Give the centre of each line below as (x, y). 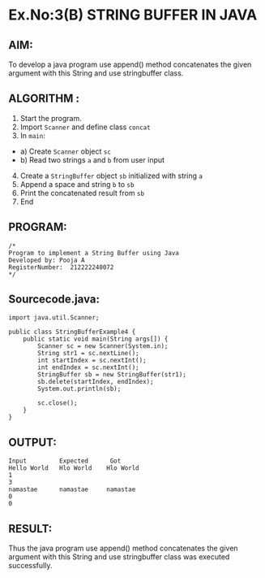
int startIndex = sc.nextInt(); (92, 361)
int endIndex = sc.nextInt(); (88, 367)
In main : (33, 135)
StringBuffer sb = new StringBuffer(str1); (112, 375)
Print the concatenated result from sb (82, 193)
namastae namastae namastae (72, 489)
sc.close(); (58, 403)
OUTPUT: (32, 442)
